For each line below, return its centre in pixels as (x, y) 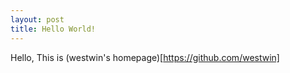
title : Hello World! (53, 29)
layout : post (37, 19)
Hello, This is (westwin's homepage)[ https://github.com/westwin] (145, 57)
